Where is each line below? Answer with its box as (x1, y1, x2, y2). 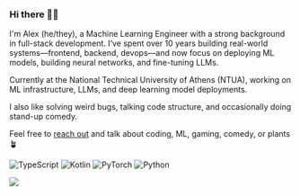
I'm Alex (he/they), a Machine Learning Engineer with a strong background (9, 29, 286, 40)
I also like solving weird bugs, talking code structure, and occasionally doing (9, 102, 292, 112)
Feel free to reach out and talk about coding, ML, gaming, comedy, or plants (9, 129, 290, 139)
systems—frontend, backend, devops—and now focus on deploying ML (9, 48, 275, 58)
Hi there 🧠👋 (9, 8, 59, 21)
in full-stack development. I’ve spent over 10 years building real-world (9, 38, 269, 49)
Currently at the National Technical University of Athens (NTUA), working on (9, 75, 292, 85)
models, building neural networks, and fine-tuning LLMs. (9, 58, 219, 68)
